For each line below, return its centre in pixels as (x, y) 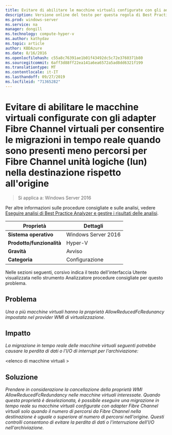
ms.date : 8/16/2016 (26, 53)
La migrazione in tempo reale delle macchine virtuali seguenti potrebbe (81, 346)
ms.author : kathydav (27, 39)
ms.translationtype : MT (31, 67)
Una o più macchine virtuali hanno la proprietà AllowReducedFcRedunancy (85, 312)
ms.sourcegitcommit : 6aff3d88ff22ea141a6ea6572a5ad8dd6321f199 (74, 63)
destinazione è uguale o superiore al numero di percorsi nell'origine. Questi (85, 417)
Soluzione (22, 377)
